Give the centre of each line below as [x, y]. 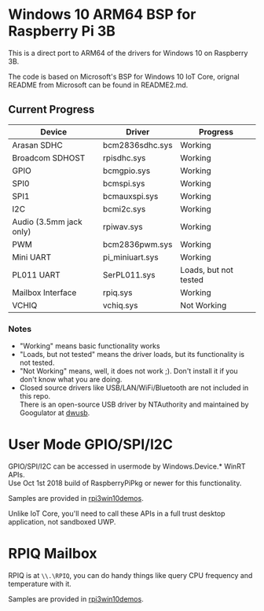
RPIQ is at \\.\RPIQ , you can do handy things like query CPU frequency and [130, 575]
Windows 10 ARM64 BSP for [102, 15]
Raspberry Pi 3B [62, 31]
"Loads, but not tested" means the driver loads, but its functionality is [132, 355]
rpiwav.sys [123, 226]
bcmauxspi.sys [130, 196]
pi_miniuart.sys [130, 257]
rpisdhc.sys [124, 157]
